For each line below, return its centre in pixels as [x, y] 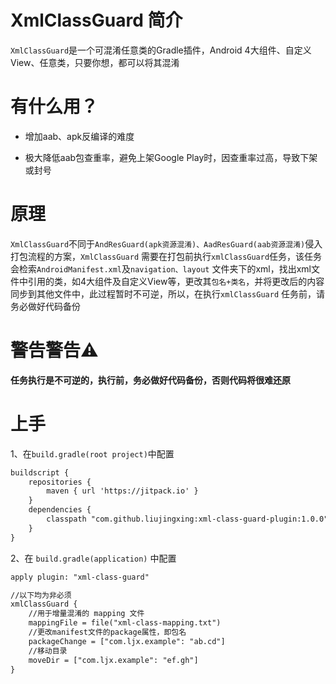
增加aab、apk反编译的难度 [79, 136]
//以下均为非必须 [41, 595]
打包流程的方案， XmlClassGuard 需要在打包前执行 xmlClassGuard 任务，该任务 [166, 256]
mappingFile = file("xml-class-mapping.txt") [125, 623]
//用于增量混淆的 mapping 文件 [86, 614]
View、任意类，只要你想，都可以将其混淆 [95, 62]
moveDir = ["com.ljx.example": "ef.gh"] [113, 660]
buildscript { [40, 472]
